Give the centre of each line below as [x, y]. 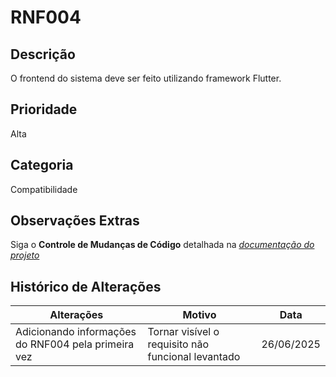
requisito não [178, 344]
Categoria [42, 165]
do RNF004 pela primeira [75, 344]
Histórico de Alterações [86, 286]
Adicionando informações [76, 332]
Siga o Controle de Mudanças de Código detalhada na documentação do [162, 245]
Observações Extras [75, 221]
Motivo [199, 315]
